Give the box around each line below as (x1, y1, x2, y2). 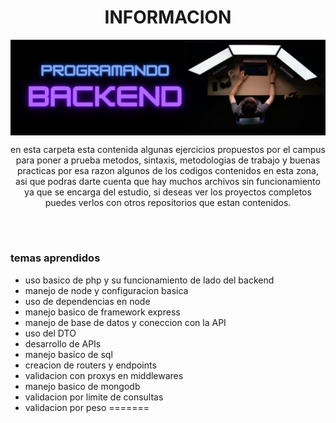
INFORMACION (104, 6, 232, 29)
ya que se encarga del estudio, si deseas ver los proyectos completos (24, 186, 312, 198)
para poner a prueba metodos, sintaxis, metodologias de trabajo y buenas (15, 154, 321, 166)
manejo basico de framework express (24, 306, 181, 318)
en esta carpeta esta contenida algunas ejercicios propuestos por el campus (10, 143, 326, 155)
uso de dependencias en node (24, 295, 151, 307)
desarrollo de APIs (24, 337, 102, 350)
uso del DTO (24, 327, 77, 339)
